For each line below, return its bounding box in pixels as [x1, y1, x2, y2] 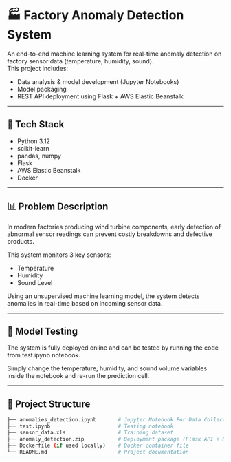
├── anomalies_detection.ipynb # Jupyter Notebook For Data [7, 417, 201, 423]
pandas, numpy [16, 151, 62, 160]
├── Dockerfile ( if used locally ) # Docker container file [7, 442, 189, 449]
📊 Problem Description [7, 201, 109, 213]
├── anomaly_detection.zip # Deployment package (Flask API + [7, 435, 220, 443]
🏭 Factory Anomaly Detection [7, 8, 184, 23]
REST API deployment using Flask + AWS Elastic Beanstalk [16, 92, 184, 101]
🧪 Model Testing [7, 325, 78, 337]
